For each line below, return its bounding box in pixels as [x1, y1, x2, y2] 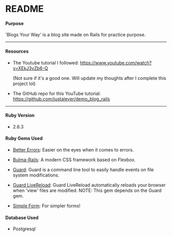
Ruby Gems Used [5, 135, 43, 141]
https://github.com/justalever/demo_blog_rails [12, 96, 110, 102]
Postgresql [12, 226, 36, 232]
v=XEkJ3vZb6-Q [12, 65, 49, 71]
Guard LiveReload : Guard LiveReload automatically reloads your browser [12, 182, 166, 188]
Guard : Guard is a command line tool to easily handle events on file [12, 167, 154, 173]
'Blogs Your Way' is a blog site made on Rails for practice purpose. [5, 32, 146, 38]
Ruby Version [5, 112, 35, 118]
